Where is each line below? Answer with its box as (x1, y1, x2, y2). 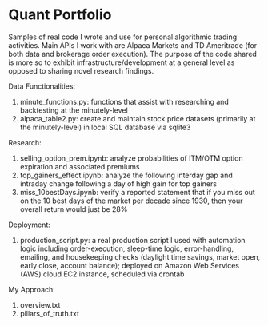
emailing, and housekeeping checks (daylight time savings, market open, (19, 252, 261, 261)
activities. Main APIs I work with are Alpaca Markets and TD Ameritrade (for (8, 40, 258, 50)
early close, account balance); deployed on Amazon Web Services (19, 260, 240, 270)
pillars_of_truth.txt (19, 308, 80, 318)
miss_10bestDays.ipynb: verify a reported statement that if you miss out (19, 187, 256, 197)
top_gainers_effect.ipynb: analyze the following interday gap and (19, 170, 234, 180)
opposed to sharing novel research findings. (8, 66, 154, 75)
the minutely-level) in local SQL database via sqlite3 (19, 122, 191, 132)
